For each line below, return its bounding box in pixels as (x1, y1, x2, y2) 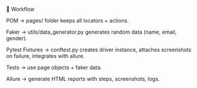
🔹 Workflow (6, 6, 34, 12)
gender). (6, 35, 28, 41)
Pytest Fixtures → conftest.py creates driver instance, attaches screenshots (6, 46, 192, 53)
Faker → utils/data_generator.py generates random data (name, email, (6, 28, 177, 35)
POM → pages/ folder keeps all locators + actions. (6, 17, 129, 24)
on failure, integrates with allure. (6, 53, 85, 59)
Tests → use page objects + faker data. (6, 64, 102, 71)
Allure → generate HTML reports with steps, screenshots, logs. (6, 76, 160, 82)
